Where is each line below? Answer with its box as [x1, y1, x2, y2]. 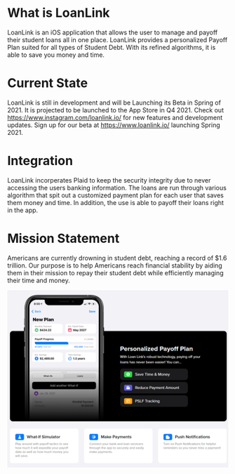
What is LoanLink [7, 5, 110, 21]
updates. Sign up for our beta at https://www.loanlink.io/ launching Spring [7, 121, 221, 129]
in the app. [7, 206, 39, 214]
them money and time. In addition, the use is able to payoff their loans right [7, 198, 224, 206]
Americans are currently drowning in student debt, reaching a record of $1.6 [7, 254, 227, 262]
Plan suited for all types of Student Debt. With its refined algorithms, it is [7, 43, 216, 51]
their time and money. [7, 276, 70, 284]
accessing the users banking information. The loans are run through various [7, 183, 227, 192]
